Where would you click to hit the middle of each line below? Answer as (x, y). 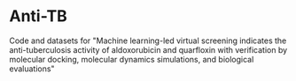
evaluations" (32, 69)
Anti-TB (39, 16)
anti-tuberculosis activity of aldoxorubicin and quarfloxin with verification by (148, 49)
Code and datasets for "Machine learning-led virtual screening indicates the (148, 40)
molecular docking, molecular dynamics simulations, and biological (132, 59)
